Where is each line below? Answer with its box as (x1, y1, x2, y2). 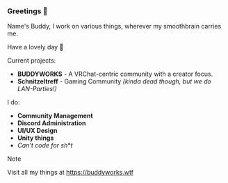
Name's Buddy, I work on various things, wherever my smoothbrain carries (7, 22, 222, 31)
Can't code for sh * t (17, 141, 73, 150)
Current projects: (7, 56, 56, 65)
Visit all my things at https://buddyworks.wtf (7, 168, 134, 177)
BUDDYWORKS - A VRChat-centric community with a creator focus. (17, 70, 213, 79)
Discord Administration (17, 119, 86, 127)
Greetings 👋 (7, 6, 48, 16)
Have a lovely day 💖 (7, 43, 64, 51)
